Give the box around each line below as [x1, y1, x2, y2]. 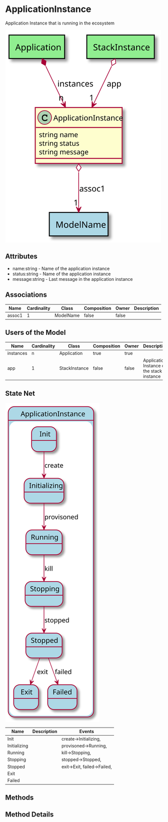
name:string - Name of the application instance [12, 265, 110, 271]
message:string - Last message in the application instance [12, 276, 133, 282]
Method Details [5, 811, 54, 819]
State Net [5, 389, 35, 398]
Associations [5, 291, 47, 299]
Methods [5, 794, 34, 802]
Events [79, 729, 94, 735]
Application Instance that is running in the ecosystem [5, 20, 115, 26]
